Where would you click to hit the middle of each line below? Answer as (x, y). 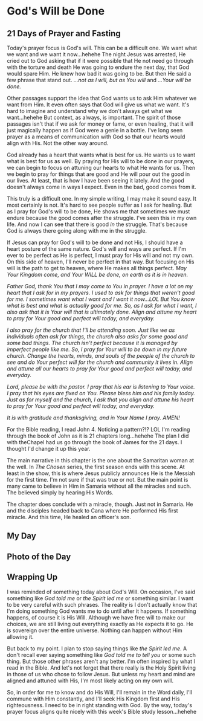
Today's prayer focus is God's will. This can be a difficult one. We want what (102, 48)
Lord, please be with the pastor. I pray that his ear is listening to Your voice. (101, 387)
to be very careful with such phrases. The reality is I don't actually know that (102, 604)
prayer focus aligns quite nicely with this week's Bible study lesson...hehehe (102, 711)
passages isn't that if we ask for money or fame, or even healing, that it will (100, 124)
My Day (22, 536)
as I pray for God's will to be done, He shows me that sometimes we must (98, 212)
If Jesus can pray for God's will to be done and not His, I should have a (95, 242)
